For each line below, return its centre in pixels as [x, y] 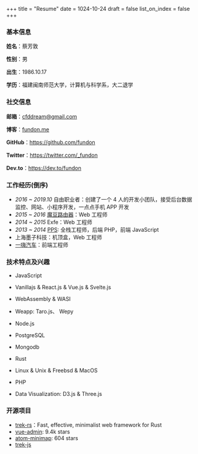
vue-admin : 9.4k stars [43, 432]
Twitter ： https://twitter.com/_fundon [52, 155]
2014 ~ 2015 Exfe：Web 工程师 [53, 222]
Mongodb [27, 347]
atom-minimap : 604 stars [46, 438]
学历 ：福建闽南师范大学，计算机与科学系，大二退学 [70, 85]
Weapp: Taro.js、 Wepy [44, 312]
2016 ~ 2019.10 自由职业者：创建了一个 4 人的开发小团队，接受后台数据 [104, 199]
